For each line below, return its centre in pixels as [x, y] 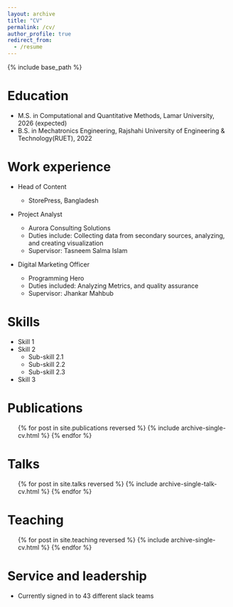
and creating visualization [66, 243]
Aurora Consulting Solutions [70, 227]
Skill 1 [26, 341]
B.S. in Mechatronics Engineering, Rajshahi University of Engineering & [121, 130]
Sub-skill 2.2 [47, 364]
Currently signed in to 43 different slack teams [86, 596]
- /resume [28, 47]
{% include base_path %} [45, 67]
